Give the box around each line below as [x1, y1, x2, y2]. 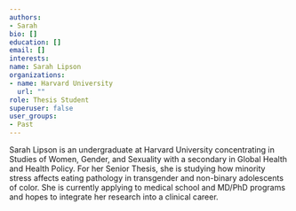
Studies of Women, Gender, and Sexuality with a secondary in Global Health [9, 154, 287, 164]
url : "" [17, 87, 46, 96]
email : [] [9, 46, 46, 55]
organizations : [9, 71, 66, 80]
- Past [9, 121, 34, 129]
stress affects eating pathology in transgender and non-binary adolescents [9, 173, 284, 183]
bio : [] [9, 29, 38, 38]
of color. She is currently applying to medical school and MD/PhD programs [9, 183, 286, 192]
